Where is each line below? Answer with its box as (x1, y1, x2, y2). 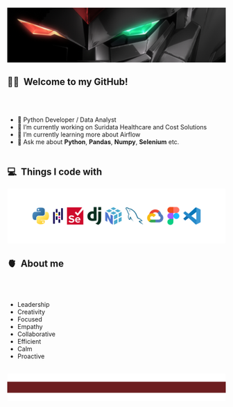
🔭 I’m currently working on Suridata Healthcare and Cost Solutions (17, 122, 207, 131)
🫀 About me (7, 258, 64, 270)
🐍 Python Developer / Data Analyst (17, 115, 116, 124)
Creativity (17, 308, 46, 317)
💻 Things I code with (7, 166, 103, 178)
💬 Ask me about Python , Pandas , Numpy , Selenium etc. (17, 137, 180, 146)
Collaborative (17, 330, 55, 338)
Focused (17, 315, 43, 324)
